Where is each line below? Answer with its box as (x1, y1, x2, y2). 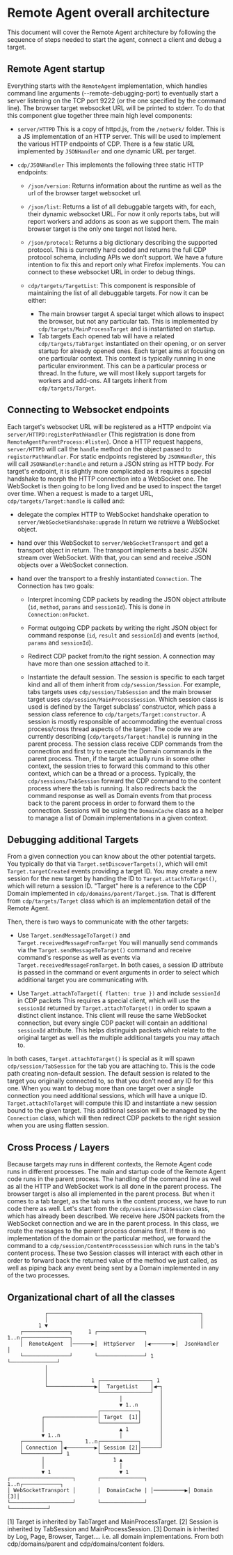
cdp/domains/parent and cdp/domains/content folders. (7, 1540, 165, 1548)
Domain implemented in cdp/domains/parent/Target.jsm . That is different (7, 889, 216, 898)
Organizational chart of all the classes (7, 1291, 175, 1303)
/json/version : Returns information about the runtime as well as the (27, 181, 222, 190)
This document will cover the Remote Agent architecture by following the (7, 28, 216, 36)
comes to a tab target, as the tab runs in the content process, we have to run (7, 1197, 227, 1205)
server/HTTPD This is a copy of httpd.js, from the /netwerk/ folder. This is (17, 124, 225, 133)
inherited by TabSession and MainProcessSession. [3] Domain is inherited (7, 1525, 219, 1533)
